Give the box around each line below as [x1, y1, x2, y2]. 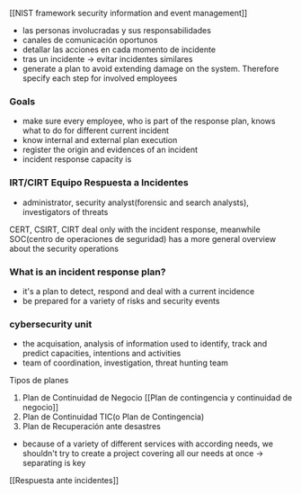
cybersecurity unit [9, 318, 93, 330]
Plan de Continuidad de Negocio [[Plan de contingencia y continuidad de [22, 392, 293, 403]
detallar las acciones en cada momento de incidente [22, 44, 217, 55]
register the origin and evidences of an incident [22, 144, 199, 156]
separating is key [22, 458, 86, 469]
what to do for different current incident [22, 125, 169, 136]
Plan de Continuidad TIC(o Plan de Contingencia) [22, 411, 205, 422]
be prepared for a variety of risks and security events [22, 295, 220, 306]
